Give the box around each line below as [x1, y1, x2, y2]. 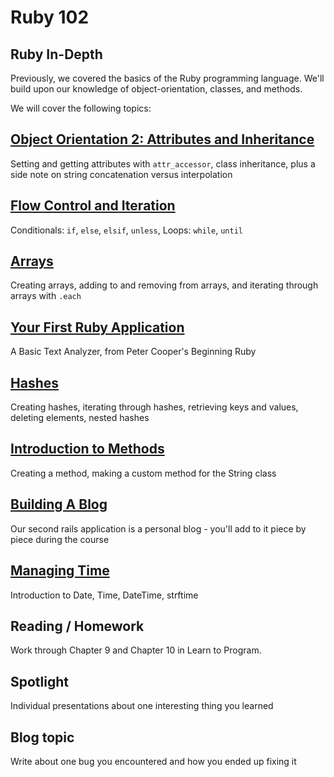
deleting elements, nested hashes [10, 412, 150, 424]
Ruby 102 [10, 6, 90, 29]
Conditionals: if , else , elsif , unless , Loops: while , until [10, 224, 243, 236]
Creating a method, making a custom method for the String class [10, 467, 277, 479]
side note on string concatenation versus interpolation [10, 168, 233, 180]
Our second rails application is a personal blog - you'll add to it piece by [10, 522, 307, 535]
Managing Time [10, 562, 110, 580]
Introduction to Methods [10, 441, 165, 458]
